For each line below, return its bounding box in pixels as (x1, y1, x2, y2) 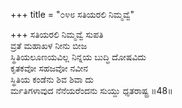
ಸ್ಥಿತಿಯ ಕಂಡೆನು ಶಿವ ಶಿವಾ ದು (10, 74, 94, 85)
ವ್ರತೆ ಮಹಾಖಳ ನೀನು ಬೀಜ (10, 40, 88, 51)
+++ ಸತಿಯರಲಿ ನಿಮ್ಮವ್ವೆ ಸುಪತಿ (10, 29, 104, 40)
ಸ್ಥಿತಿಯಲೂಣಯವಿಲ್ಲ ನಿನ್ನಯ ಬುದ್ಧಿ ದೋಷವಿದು (10, 51, 147, 63)
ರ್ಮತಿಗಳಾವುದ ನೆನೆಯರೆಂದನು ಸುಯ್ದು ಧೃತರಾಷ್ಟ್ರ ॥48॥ (10, 85, 173, 96)
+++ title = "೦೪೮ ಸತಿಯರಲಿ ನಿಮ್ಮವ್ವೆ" (10, 9, 135, 20)
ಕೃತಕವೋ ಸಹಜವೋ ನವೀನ (10, 62, 89, 74)
